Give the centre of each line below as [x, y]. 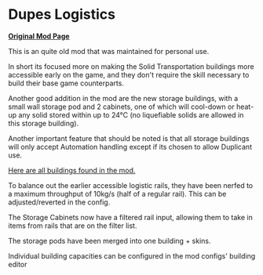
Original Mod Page [39, 36]
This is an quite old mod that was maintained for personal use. [109, 51]
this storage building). [44, 123]
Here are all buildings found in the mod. [72, 170]
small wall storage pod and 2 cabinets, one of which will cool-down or [121, 107]
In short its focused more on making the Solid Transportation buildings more [131, 66]
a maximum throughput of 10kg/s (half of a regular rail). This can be [117, 194]
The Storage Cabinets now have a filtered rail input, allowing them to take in [131, 217]
